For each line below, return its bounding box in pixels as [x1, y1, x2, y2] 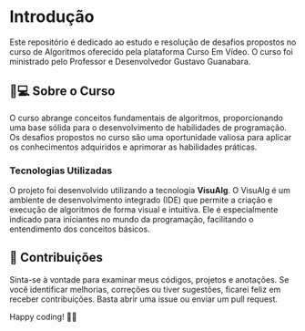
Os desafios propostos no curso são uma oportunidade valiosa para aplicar [9, 131, 292, 142]
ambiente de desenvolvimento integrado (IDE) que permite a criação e [9, 194, 273, 206]
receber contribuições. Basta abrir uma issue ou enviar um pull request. [9, 294, 279, 305]
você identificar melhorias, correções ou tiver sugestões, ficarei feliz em [9, 284, 281, 295]
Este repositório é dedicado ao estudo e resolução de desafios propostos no [9, 36, 297, 47]
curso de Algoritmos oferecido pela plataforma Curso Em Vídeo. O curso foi [9, 46, 293, 57]
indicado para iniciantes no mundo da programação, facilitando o [9, 214, 254, 225]
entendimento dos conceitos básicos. [9, 223, 150, 234]
